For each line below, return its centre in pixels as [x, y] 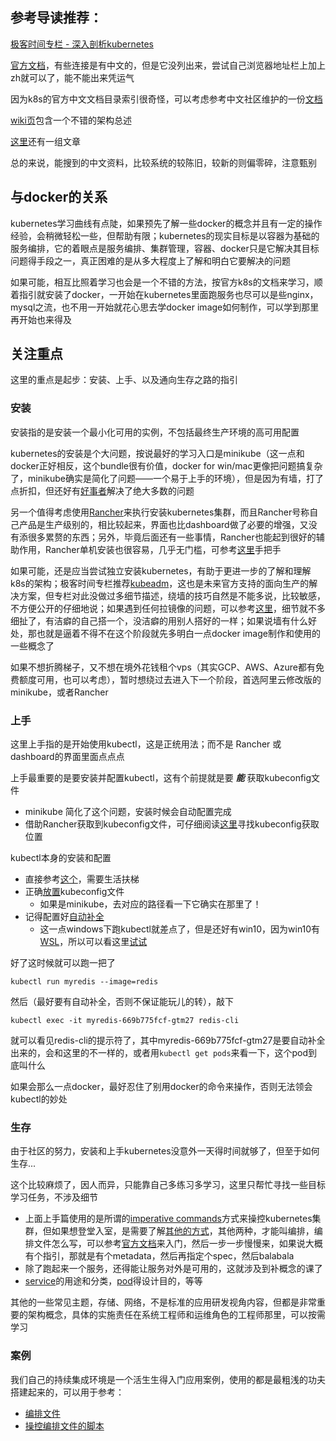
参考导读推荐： [56, 18]
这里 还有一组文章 [45, 141]
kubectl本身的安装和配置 [61, 858]
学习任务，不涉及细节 [54, 1197]
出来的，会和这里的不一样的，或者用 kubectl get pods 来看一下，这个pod [159, 1053]
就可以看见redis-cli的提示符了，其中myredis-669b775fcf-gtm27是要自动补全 [168, 1040]
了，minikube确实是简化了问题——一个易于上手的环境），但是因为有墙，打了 [167, 478]
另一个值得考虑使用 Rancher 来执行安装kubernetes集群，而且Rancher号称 [160, 512]
